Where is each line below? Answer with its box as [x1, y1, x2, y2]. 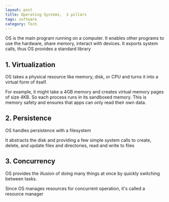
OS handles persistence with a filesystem [5, 127, 91, 133]
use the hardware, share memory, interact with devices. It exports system [5, 41, 158, 47]
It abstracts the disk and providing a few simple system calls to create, [5, 137, 152, 143]
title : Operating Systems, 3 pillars [5, 12, 87, 17]
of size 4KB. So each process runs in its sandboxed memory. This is [5, 94, 147, 100]
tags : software [5, 17, 37, 22]
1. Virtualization [5, 60, 55, 69]
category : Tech [5, 21, 37, 27]
